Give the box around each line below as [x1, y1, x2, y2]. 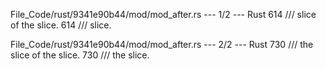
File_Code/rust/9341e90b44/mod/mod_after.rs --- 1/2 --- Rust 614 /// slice [10, 9, 317, 20]
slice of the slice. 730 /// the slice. [10, 49, 150, 61]
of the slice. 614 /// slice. [10, 19, 112, 31]
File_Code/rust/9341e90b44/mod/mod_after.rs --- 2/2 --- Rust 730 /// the [10, 39, 314, 50]
